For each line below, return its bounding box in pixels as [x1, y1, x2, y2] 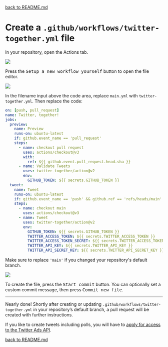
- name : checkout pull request [18, 145, 84, 150]
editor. [5, 73, 18, 79]
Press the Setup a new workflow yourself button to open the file [5, 68, 149, 74]
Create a [5, 22, 41, 33]
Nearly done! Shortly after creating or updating [5, 301, 101, 307]
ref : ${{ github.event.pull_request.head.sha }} [27, 159, 131, 164]
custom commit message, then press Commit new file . [5, 287, 123, 293]
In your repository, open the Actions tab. [5, 49, 88, 55]
